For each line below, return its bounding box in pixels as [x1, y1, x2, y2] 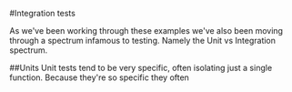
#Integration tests [9, 8, 76, 18]
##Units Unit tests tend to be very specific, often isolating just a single [9, 63, 273, 73]
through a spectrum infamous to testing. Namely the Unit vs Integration [9, 36, 276, 46]
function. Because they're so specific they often [9, 72, 189, 83]
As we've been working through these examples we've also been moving [9, 26, 284, 36]
